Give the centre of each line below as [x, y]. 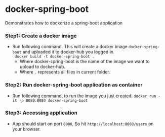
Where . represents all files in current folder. [65, 72]
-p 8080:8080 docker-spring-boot [53, 100]
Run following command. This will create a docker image [70, 47]
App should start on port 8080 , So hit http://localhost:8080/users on [83, 124]
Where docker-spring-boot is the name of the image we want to [84, 62]
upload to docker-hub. [42, 67]
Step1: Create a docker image [41, 36]
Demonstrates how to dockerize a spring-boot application [64, 23]
